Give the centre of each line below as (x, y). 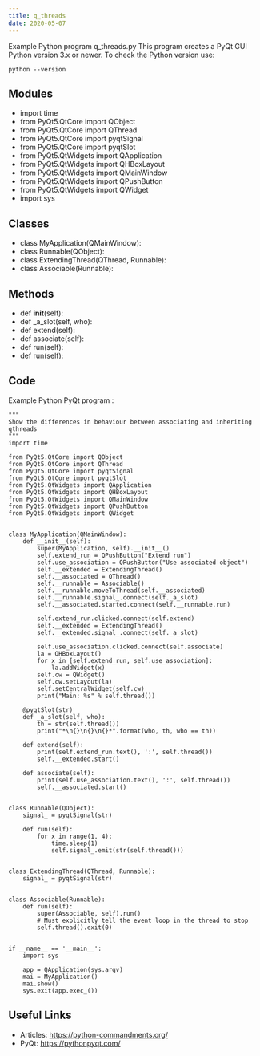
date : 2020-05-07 (37, 23)
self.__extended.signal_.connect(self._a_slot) (118, 632)
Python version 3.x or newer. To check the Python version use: (112, 55)
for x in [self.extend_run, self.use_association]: (125, 660)
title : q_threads (37, 16)
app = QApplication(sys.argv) (73, 969)
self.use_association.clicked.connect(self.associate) (130, 647)
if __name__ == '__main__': (55, 948)
